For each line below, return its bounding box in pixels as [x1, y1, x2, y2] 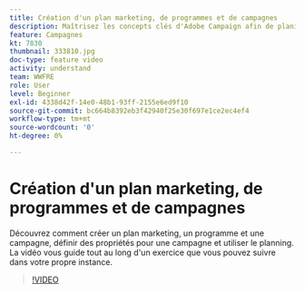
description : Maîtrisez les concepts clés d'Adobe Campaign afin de [9, 22, 274, 31]
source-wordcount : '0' [9, 123, 95, 132]
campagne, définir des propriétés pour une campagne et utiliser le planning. [9, 237, 295, 248]
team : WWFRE [9, 73, 54, 82]
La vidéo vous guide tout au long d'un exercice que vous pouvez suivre [9, 247, 277, 258]
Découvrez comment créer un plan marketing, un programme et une [9, 228, 265, 239]
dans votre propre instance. [9, 256, 113, 268]
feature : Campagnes [9, 30, 84, 39]
